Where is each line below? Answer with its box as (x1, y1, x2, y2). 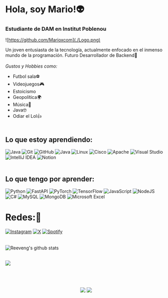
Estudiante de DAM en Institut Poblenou (5, 26, 107, 33)
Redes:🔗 (5, 211, 42, 223)
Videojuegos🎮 (12, 81, 45, 87)
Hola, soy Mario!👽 (5, 4, 85, 15)
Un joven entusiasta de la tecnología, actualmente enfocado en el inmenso (5, 47, 163, 53)
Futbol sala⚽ (12, 73, 40, 79)
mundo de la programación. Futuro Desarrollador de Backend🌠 (5, 52, 138, 58)
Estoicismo (12, 89, 36, 95)
